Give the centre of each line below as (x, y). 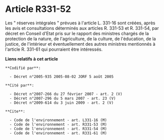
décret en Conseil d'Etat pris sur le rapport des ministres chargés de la (77, 33)
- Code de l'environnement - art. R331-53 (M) (58, 124)
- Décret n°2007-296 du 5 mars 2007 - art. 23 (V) (63, 98)
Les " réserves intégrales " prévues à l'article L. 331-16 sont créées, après (80, 23)
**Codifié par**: (23, 68)
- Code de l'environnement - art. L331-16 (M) (58, 120)
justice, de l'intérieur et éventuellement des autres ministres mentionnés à (80, 44)
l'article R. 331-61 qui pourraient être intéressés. (54, 49)
